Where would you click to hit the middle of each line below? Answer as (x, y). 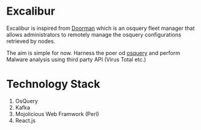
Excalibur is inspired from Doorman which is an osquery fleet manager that (100, 28)
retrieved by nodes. (31, 41)
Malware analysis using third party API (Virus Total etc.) (76, 59)
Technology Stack (53, 84)
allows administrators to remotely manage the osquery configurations (94, 34)
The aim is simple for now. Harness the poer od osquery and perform (93, 52)
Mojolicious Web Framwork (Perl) (57, 114)
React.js (25, 120)
